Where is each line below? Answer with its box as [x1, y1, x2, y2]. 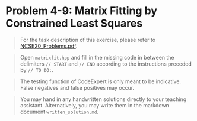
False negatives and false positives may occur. [20, 84, 135, 91]
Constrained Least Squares [5, 17, 143, 30]
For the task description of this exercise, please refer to [20, 36, 155, 43]
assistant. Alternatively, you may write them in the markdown [20, 102, 170, 109]
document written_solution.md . [20, 108, 99, 115]
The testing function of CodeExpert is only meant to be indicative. [20, 78, 182, 85]
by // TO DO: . [20, 66, 54, 73]
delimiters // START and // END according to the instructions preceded [20, 60, 192, 67]
